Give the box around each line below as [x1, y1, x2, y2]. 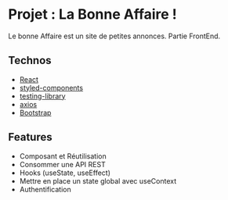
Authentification [19, 184, 72, 194]
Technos [8, 54, 52, 67]
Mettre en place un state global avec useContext [19, 176, 177, 185]
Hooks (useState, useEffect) [19, 168, 111, 177]
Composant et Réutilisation [19, 151, 107, 161]
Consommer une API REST [19, 159, 106, 169]
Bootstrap [19, 108, 52, 117]
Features [8, 130, 52, 144]
